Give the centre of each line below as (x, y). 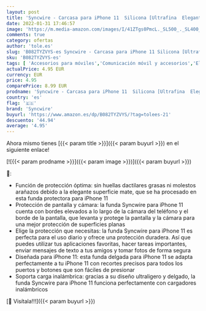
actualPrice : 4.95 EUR (35, 69)
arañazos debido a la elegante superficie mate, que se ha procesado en (106, 192)
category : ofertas (30, 40)
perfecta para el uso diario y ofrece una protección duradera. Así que (103, 238)
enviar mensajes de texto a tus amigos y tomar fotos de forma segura (103, 250)
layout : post (23, 12)
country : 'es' (25, 97)
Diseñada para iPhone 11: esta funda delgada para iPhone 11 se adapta (104, 257)
